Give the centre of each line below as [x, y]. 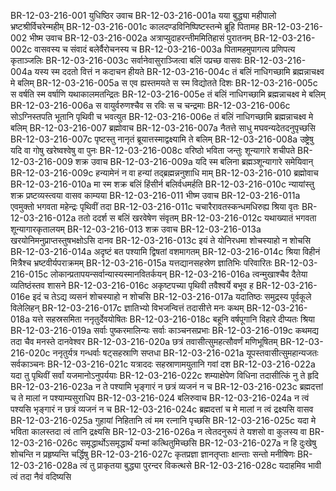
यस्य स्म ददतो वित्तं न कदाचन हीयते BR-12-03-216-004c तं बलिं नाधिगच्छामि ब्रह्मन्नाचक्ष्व [179, 71]
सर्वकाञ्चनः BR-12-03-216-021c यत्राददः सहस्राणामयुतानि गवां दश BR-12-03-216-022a [163, 364]
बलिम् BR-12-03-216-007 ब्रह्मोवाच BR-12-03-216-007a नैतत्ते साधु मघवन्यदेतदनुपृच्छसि [163, 128]
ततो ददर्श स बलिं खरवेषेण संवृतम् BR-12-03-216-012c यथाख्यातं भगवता [197, 218]
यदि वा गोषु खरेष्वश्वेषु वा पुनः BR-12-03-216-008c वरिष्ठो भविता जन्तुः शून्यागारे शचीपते [153, 150]
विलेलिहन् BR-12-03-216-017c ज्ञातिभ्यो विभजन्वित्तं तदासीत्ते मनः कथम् [127, 308]
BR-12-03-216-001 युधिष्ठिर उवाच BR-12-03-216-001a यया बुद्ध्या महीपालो [143, 15]
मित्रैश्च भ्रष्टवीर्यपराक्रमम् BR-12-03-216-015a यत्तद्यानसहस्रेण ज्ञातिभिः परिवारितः [141, 263]
